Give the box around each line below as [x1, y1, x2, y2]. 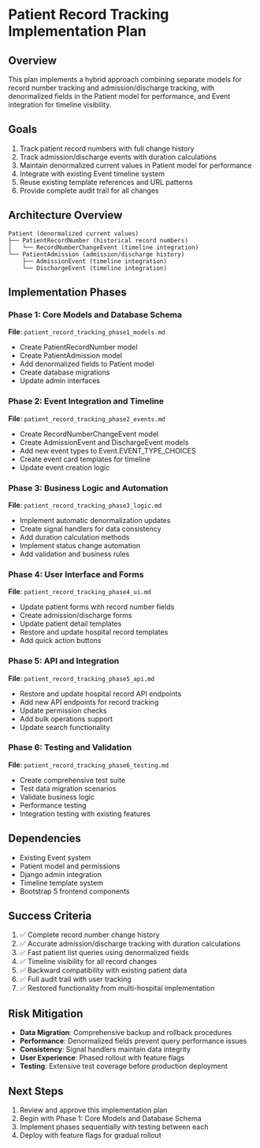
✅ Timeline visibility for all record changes [19, 957, 158, 966]
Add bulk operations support [19, 713, 113, 724]
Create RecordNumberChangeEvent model [19, 429, 159, 438]
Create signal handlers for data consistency [19, 524, 162, 533]
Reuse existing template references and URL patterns [19, 177, 193, 186]
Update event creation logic [19, 462, 110, 472]
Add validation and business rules [19, 549, 130, 559]
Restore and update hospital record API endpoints [19, 689, 182, 698]
